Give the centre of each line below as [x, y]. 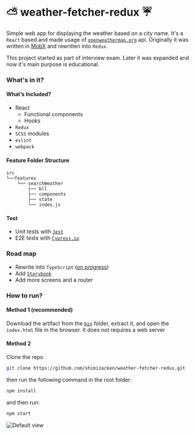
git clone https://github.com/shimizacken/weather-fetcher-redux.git [96, 368]
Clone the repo [25, 357]
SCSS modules [32, 134]
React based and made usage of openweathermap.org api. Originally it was [97, 39]
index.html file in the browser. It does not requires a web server [86, 330]
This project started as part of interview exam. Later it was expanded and [98, 58]
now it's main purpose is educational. [53, 64]
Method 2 [19, 344]
